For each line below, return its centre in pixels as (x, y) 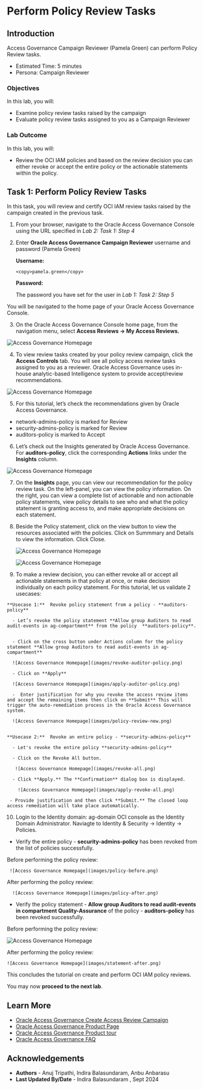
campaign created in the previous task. (56, 213)
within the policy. (37, 173)
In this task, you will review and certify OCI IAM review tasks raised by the (99, 206)
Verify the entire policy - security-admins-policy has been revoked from (106, 842)
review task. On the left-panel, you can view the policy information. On (103, 489)
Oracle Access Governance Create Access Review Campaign (92, 1020)
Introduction (31, 34)
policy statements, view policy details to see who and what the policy (101, 502)
